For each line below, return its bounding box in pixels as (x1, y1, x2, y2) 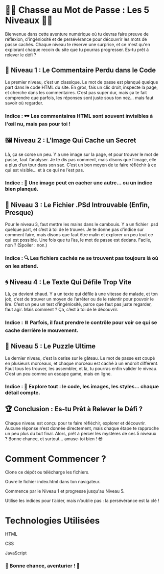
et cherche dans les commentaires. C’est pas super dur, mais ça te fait (5, 89, 147, 95)
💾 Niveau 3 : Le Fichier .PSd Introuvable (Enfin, (5, 200, 150, 209)
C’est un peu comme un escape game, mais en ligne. (5, 371, 112, 376)
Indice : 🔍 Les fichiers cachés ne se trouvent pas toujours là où (5, 255, 159, 262)
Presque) (5, 208, 34, 217)
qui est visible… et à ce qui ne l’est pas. (5, 167, 84, 173)
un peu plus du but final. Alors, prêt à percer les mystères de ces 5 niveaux (5, 431, 157, 437)
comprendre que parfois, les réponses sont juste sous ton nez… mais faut (5, 95, 154, 100)
